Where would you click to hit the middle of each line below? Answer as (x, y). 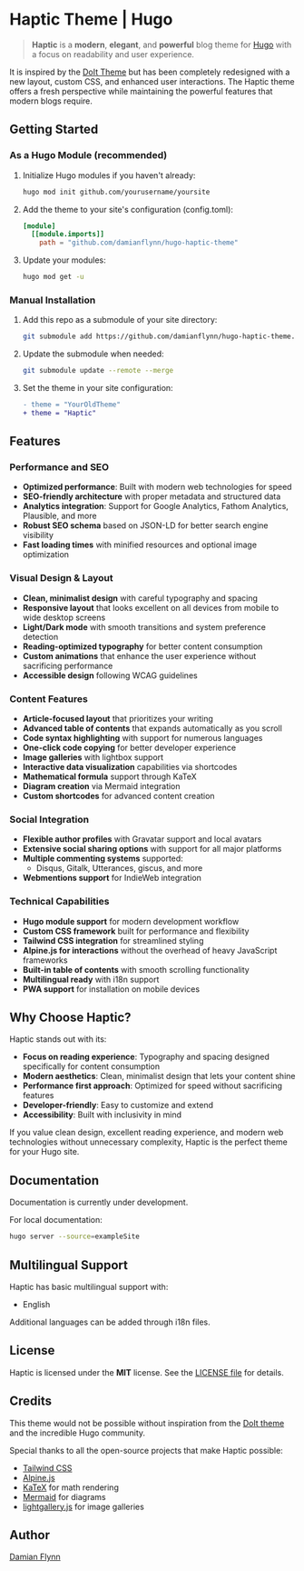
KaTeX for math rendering (71, 1487)
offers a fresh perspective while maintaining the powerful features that (141, 91)
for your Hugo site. (44, 1152)
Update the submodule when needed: (93, 354)
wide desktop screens (64, 617)
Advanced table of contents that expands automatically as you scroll (152, 728)
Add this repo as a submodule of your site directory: (120, 320)
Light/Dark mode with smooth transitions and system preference (144, 626)
